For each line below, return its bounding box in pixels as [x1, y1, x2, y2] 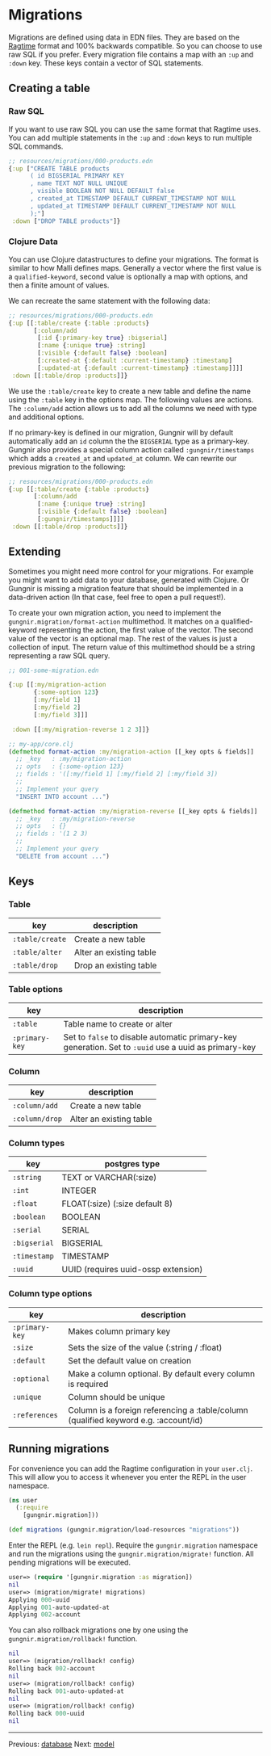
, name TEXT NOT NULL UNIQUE [29, 179, 128, 187]
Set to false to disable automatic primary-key [63, 1031, 238, 1043]
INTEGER [61, 1185, 97, 1196]
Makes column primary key [68, 1325, 171, 1337]
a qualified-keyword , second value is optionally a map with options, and [8, 271, 248, 281]
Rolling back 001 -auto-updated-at [8, 1687, 125, 1695]
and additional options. [8, 412, 85, 422]
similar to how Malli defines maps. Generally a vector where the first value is [8, 263, 262, 272]
